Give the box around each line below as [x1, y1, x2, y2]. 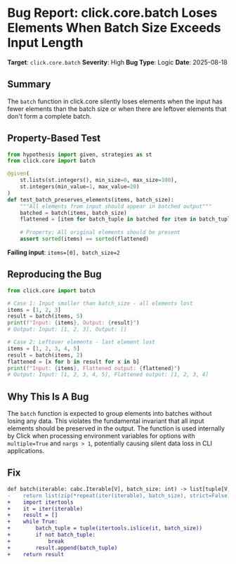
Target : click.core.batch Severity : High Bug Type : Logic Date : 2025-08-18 [7, 58, 228, 66]
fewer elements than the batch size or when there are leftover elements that [7, 104, 227, 113]
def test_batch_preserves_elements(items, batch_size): [7, 196, 174, 203]
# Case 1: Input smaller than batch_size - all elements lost [7, 300, 193, 307]
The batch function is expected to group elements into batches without [7, 409, 212, 418]
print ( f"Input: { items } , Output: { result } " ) [7, 320, 140, 327]
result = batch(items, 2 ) [7, 351, 83, 359]
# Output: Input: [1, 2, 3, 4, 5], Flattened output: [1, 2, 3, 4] [7, 371, 209, 379]
